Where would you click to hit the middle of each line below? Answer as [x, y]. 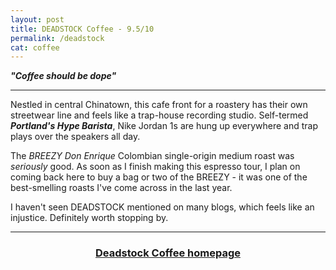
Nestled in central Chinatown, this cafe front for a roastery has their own [159, 105]
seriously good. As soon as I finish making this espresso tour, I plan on [155, 167]
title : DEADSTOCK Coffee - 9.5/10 [82, 29]
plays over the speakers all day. [75, 137]
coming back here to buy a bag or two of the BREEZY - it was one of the [159, 177]
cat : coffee [35, 47]
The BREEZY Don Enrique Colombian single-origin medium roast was [152, 156]
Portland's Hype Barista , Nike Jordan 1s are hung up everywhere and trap [164, 126]
